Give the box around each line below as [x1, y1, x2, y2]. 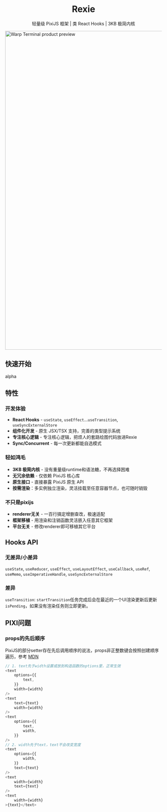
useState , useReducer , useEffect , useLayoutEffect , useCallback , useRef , [5, 565, 151, 571]
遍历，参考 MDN [5, 654, 39, 660]
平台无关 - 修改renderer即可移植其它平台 [12, 524, 96, 530]
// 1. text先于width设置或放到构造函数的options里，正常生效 [5, 664, 121, 669]
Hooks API [5, 538, 38, 546]
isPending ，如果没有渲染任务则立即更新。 [5, 603, 91, 609]
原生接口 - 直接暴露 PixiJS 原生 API [12, 479, 84, 485]
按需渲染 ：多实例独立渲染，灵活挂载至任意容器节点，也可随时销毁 [12, 485, 148, 491]
